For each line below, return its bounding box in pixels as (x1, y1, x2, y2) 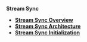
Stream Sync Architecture (14, 23, 81, 30)
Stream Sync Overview (14, 17, 73, 23)
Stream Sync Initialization (14, 29, 80, 36)
